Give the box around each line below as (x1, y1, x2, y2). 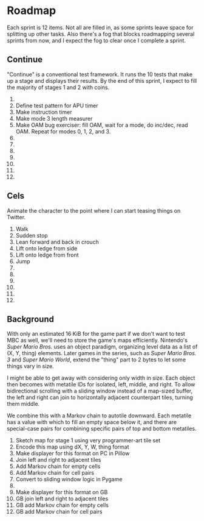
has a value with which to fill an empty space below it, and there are (7, 419, 177, 426)
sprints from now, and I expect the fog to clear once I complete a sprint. (7, 37, 186, 44)
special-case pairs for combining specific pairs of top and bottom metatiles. (7, 425, 197, 433)
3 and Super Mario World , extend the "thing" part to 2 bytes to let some (7, 356, 186, 363)
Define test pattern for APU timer (15, 102, 98, 109)
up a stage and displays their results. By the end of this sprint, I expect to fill (7, 77, 197, 84)
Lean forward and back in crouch (15, 238, 99, 246)
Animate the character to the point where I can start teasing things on (7, 207, 181, 214)
